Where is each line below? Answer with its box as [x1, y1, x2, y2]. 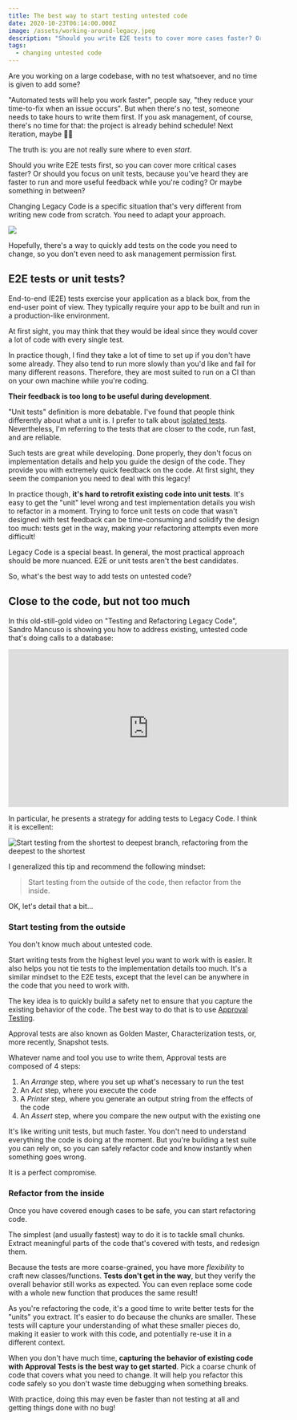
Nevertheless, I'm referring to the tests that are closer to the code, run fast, [8, 424, 256, 433]
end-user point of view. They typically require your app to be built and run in [8, 302, 260, 311]
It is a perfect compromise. [8, 1167, 98, 1177]
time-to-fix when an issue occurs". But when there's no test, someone [8, 103, 240, 113]
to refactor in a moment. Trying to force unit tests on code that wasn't [8, 506, 238, 516]
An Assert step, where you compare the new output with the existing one [19, 1110, 261, 1120]
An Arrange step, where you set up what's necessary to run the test [19, 1077, 244, 1086]
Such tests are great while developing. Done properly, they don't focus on [8, 448, 252, 457]
